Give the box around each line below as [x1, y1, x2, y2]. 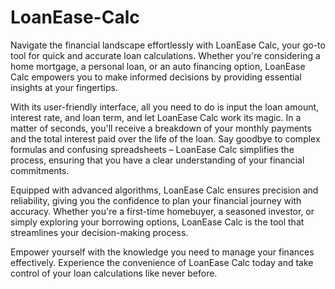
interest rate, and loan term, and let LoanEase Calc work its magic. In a [10, 111, 302, 123]
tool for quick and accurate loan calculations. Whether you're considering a [10, 49, 321, 61]
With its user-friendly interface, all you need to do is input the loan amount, [10, 101, 320, 113]
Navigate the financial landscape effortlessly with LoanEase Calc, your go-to [10, 39, 326, 51]
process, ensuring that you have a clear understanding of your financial [10, 154, 305, 166]
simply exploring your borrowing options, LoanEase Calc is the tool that [10, 216, 305, 228]
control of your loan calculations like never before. [10, 267, 218, 279]
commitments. [10, 164, 70, 176]
